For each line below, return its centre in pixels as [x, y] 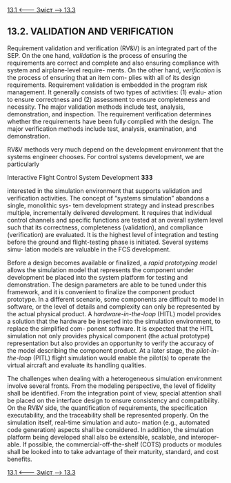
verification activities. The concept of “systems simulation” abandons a [108, 198]
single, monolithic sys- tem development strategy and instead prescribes [111, 205]
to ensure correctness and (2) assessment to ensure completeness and [109, 99]
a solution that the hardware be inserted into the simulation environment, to [114, 321]
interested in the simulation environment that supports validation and [104, 191]
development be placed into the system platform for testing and [98, 277]
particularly [23, 164]
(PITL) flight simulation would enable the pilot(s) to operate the [122, 358]
